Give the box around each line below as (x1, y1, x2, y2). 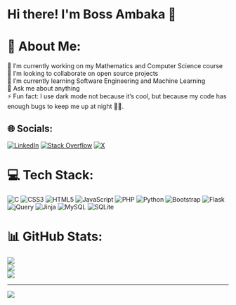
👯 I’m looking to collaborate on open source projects (7, 70, 159, 78)
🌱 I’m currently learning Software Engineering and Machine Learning (7, 77, 206, 85)
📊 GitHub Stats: (7, 228, 103, 245)
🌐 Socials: (7, 122, 53, 134)
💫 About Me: (7, 39, 81, 55)
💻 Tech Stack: (7, 167, 94, 183)
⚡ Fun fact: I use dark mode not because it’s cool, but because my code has (7, 92, 227, 100)
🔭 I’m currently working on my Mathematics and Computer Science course (7, 62, 223, 70)
